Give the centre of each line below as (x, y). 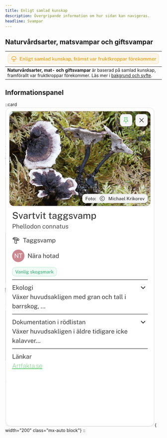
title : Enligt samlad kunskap (37, 10)
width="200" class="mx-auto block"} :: (45, 431)
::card (11, 104)
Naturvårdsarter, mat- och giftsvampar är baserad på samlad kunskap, (82, 70)
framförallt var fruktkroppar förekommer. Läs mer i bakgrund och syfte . (80, 75)
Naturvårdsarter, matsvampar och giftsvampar (79, 42)
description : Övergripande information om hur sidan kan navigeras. (78, 16)
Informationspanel (34, 92)
